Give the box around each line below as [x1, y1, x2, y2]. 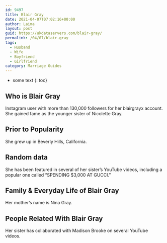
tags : [5, 40, 17, 45]
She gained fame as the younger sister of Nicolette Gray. [5, 110, 123, 116]
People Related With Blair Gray [5, 214, 103, 223]
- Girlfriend [10, 59, 37, 64]
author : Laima [5, 21, 35, 27]
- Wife [10, 49, 24, 54]
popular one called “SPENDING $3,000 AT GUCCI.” [5, 172, 111, 178]
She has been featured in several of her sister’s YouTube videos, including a [5, 167, 162, 173]
